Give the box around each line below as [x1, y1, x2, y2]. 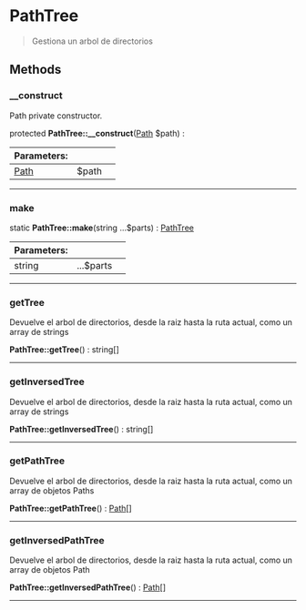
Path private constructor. [9, 110, 103, 121]
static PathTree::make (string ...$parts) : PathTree [9, 222, 194, 233]
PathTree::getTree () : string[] [9, 344, 120, 355]
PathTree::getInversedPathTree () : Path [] [9, 582, 167, 593]
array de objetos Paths [9, 484, 95, 496]
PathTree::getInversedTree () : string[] [9, 423, 154, 434]
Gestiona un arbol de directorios [31, 36, 153, 46]
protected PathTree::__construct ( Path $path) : [9, 127, 185, 138]
